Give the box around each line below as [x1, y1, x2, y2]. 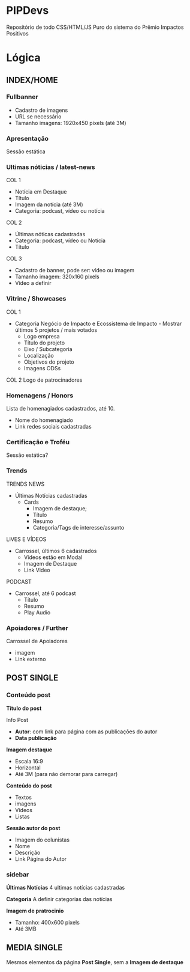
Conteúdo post [6, 691, 51, 699]
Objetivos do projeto [23, 358, 75, 365]
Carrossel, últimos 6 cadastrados [14, 547, 97, 554]
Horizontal [14, 764, 41, 771]
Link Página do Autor [14, 855, 67, 863]
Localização [23, 352, 54, 359]
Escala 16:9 [14, 757, 43, 765]
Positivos [6, 29, 29, 37]
